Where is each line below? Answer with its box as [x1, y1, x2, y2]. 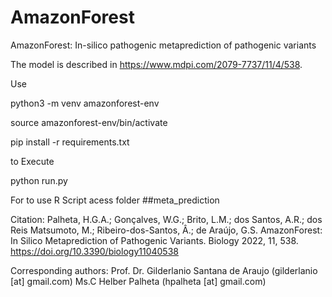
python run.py [10, 174, 68, 186]
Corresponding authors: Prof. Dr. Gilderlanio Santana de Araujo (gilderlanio [10, 264, 318, 276]
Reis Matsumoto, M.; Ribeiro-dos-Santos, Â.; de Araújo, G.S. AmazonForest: [10, 224, 323, 236]
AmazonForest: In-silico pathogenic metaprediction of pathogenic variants [10, 39, 317, 51]
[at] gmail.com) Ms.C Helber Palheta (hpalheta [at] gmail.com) [10, 275, 267, 287]
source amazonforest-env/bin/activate [10, 116, 168, 128]
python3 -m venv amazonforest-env [10, 97, 160, 109]
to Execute [10, 155, 55, 167]
